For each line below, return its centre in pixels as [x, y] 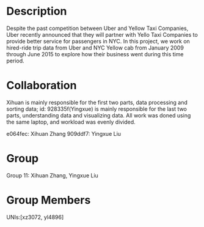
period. [15, 61]
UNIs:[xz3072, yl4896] [35, 217]
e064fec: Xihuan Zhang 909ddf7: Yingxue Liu [64, 133]
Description [37, 11]
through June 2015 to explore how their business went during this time [95, 54]
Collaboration [42, 85]
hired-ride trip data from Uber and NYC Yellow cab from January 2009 [95, 48]
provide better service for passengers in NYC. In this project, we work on [98, 41]
